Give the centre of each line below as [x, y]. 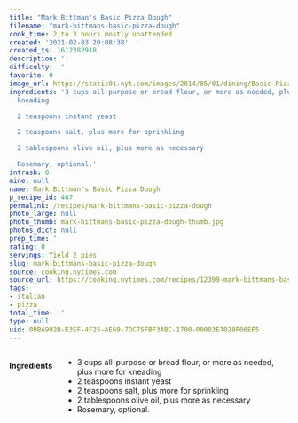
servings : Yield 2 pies [53, 255]
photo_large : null [43, 214]
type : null [29, 321]
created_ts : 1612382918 [53, 51]
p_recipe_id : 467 [41, 197]
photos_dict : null [43, 231]
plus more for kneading [119, 372]
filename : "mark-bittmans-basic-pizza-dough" [94, 26]
